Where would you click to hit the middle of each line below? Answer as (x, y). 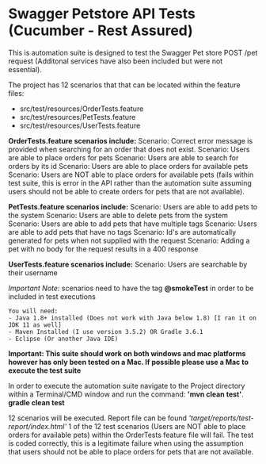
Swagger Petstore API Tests (102, 14)
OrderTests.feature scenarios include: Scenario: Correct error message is (131, 140)
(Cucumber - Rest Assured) (101, 31)
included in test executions (52, 296)
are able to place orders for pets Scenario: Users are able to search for (123, 157)
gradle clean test (36, 402)
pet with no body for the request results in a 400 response (104, 249)
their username (33, 272)
